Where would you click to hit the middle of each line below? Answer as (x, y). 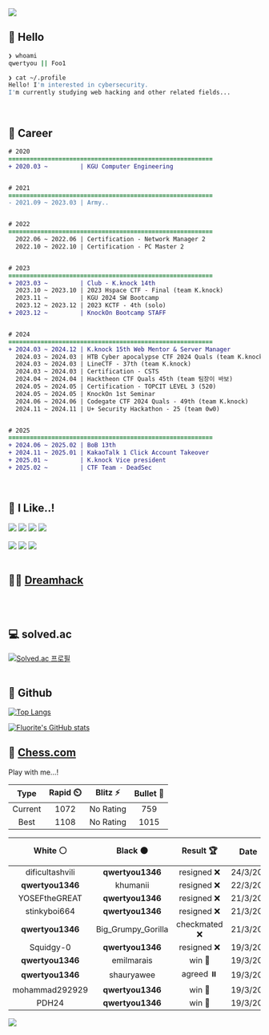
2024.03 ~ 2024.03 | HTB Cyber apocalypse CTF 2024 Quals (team (125, 357)
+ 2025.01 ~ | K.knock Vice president (87, 460)
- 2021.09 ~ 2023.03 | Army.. (59, 203)
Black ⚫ (132, 851)
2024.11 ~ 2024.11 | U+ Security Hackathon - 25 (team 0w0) (118, 409)
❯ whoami (23, 55)
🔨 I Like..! (32, 508)
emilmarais (132, 960)
